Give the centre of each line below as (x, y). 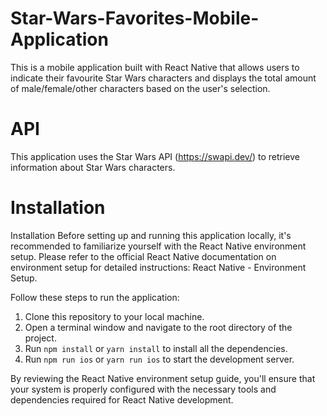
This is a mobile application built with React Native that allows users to (155, 67)
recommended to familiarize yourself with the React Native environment (158, 246)
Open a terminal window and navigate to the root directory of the (158, 327)
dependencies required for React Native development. (122, 399)
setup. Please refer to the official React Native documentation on (143, 256)
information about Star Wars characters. (93, 167)
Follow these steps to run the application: (95, 297)
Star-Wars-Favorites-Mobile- (135, 18)
